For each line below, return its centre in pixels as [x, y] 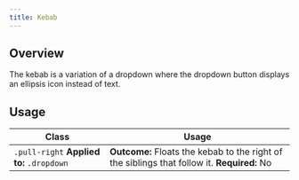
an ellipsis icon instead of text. [65, 84]
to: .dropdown [41, 163]
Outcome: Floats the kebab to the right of [196, 152]
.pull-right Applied [57, 152]
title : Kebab [33, 17]
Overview [37, 54]
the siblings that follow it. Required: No [191, 163]
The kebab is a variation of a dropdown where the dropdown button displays [149, 74]
